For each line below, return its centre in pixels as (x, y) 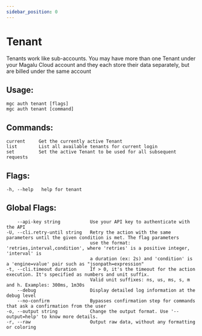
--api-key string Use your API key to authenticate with (103, 222)
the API (16, 227)
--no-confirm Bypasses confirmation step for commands (106, 301)
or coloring (21, 327)
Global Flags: (31, 208)
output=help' (23, 317)
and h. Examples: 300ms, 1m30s (46, 285)
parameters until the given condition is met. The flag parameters (93, 238)
